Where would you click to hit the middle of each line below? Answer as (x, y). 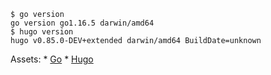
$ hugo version (42, 32)
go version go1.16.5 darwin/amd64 (82, 23)
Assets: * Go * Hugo (52, 59)
